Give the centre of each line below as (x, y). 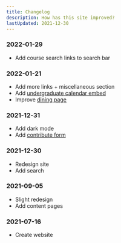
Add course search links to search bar (63, 58)
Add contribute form (40, 135)
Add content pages (39, 206)
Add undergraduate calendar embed (60, 93)
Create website (34, 235)
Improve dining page (41, 99)
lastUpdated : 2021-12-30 (38, 23)
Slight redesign (34, 199)
